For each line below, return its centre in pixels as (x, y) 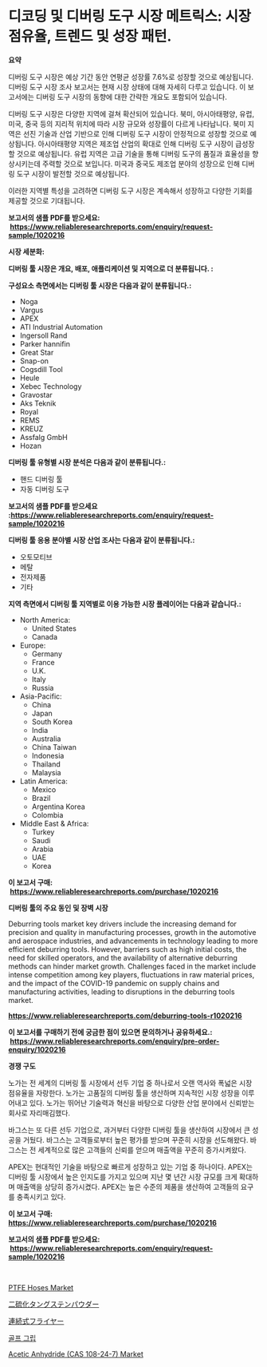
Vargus (31, 310)
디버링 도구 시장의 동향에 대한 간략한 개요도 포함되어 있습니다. (131, 97)
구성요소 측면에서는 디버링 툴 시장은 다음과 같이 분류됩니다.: (100, 285)
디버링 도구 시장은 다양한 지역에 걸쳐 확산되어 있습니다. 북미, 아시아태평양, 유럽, (132, 113)
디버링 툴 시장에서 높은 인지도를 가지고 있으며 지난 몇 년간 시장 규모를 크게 (123, 1177)
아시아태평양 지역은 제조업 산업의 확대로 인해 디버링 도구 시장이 (135, 144)
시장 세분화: (27, 252)
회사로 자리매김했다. (39, 1113)
